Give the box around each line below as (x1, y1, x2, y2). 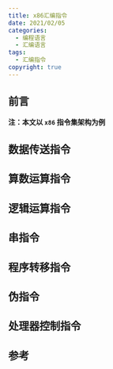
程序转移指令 (8, 260, 71, 274)
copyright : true (8, 63, 62, 71)
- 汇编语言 (15, 41, 47, 49)
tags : (8, 48, 26, 56)
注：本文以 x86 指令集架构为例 (8, 117, 106, 127)
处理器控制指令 (8, 319, 81, 333)
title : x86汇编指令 (8, 11, 68, 20)
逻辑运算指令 (8, 202, 71, 215)
